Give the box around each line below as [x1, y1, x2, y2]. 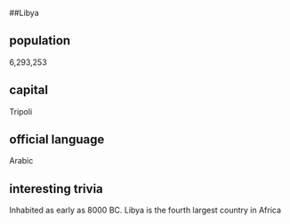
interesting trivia [9, 181, 104, 196]
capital [9, 83, 49, 98]
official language [9, 132, 105, 148]
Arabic [9, 156, 34, 166]
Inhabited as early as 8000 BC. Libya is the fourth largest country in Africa [9, 204, 282, 216]
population [9, 33, 71, 48]
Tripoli [9, 106, 33, 116]
